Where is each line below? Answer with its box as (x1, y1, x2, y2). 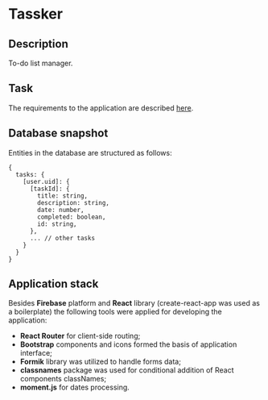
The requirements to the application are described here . (8, 102, 194, 113)
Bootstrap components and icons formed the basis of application (19, 340, 237, 349)
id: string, (37, 219, 78, 228)
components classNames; (19, 374, 107, 384)
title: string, (37, 191, 89, 200)
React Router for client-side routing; (19, 331, 141, 341)
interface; (19, 348, 52, 358)
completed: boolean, (37, 213, 106, 221)
